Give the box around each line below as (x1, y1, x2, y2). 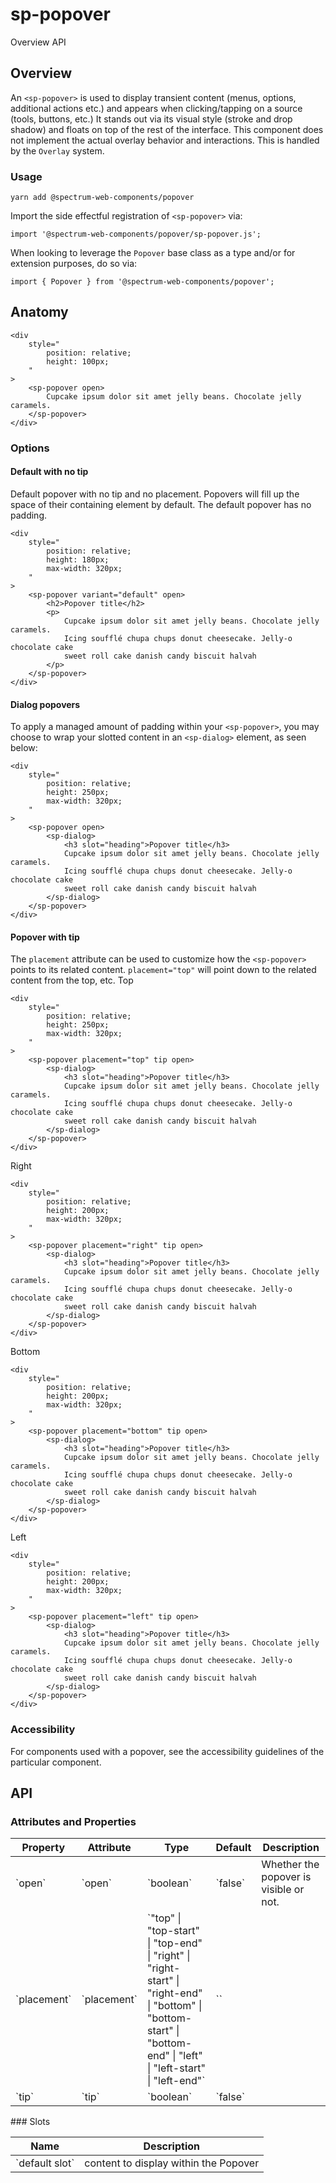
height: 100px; (46, 356, 110, 367)
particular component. (10, 1756, 102, 1768)
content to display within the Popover (84, 2156, 260, 2170)
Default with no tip (10, 466, 89, 478)
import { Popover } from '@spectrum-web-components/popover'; (10, 277, 275, 287)
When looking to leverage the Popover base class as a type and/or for (10, 247, 296, 259)
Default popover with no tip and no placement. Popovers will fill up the (10, 488, 300, 500)
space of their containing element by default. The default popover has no (10, 498, 312, 510)
